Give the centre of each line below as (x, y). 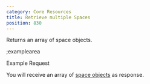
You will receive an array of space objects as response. (75, 75)
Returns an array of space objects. (49, 40)
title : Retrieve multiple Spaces (48, 17)
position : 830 (24, 23)
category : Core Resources (39, 12)
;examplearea (23, 52)
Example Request (28, 63)
